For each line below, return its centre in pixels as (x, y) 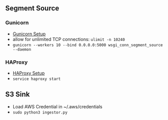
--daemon (22, 49)
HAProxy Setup (28, 73)
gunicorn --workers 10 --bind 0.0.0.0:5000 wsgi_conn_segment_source (88, 45)
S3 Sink (18, 94)
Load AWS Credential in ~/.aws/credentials (57, 106)
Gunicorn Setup (29, 34)
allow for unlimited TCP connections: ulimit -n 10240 (69, 39)
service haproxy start (37, 79)
